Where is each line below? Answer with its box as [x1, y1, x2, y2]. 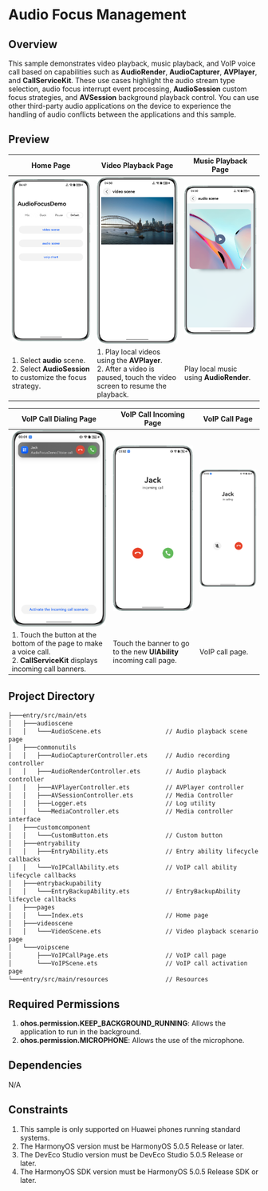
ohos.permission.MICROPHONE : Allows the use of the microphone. [19, 1035, 245, 1045]
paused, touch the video [97, 373, 177, 382]
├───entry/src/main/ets [8, 712, 88, 720]
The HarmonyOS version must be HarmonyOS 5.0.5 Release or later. [19, 1141, 245, 1151]
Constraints [8, 1103, 69, 1117]
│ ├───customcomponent [8, 824, 91, 832]
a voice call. [11, 646, 51, 657]
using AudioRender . [183, 373, 251, 382]
